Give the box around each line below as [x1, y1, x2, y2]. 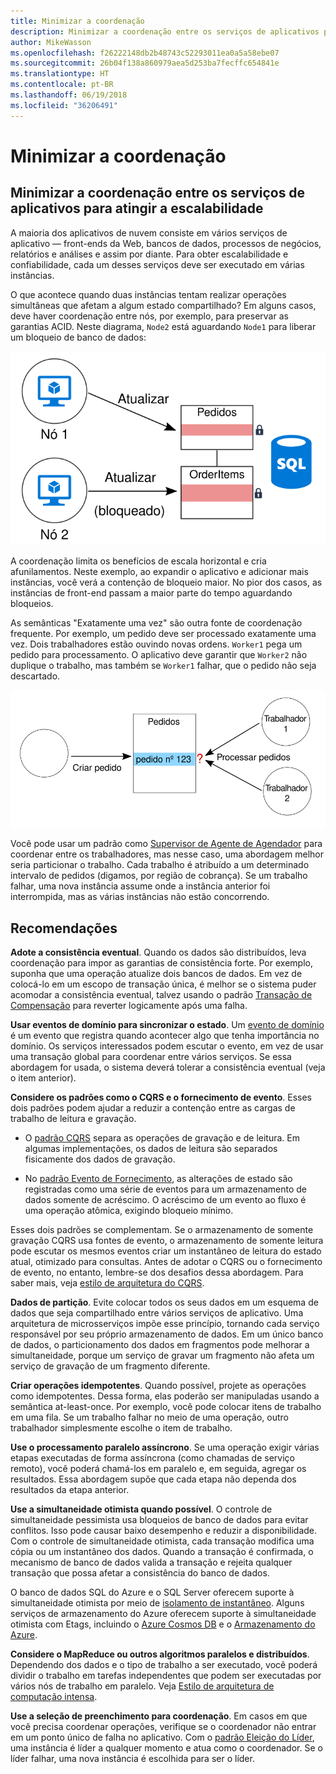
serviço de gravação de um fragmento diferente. [10, 1360, 211, 1372]
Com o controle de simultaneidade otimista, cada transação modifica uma [10, 1535, 315, 1547]
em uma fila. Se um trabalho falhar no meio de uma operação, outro [10, 1411, 289, 1424]
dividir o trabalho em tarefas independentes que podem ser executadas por [10, 1670, 322, 1682]
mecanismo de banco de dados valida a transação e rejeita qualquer [10, 1556, 293, 1569]
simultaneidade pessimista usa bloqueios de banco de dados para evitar [10, 1514, 309, 1526]
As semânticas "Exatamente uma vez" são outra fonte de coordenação [10, 616, 303, 629]
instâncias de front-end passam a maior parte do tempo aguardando [10, 586, 293, 599]
